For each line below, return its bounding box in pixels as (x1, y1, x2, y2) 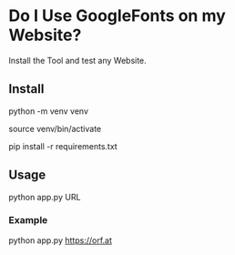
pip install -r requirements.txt (8, 140, 117, 151)
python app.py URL (8, 191, 81, 202)
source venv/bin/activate (8, 123, 102, 134)
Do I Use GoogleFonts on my (8, 5, 227, 26)
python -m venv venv (8, 106, 88, 117)
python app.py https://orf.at (8, 234, 113, 246)
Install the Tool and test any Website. (8, 55, 147, 66)
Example (8, 214, 48, 227)
